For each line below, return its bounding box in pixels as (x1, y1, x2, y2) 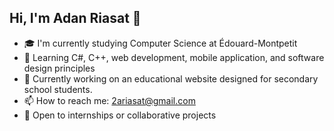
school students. (23, 83, 93, 95)
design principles (23, 62, 96, 74)
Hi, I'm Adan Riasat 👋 (9, 10, 142, 27)
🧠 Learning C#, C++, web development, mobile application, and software (23, 51, 325, 63)
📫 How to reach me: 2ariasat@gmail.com (23, 94, 196, 106)
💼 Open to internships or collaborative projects (23, 109, 217, 121)
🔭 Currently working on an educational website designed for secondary (23, 72, 319, 85)
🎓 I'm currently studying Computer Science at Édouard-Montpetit (23, 37, 298, 49)
